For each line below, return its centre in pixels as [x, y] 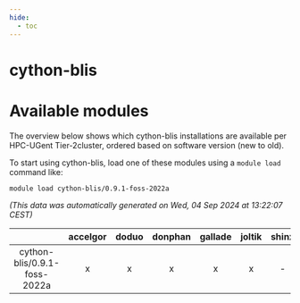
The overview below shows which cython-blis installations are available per [148, 136]
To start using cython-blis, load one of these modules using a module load [145, 163]
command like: [36, 172]
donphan [172, 236]
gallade [216, 236]
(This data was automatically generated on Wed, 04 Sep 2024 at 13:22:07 [146, 205]
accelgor [87, 236]
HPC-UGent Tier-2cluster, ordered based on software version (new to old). [146, 145]
